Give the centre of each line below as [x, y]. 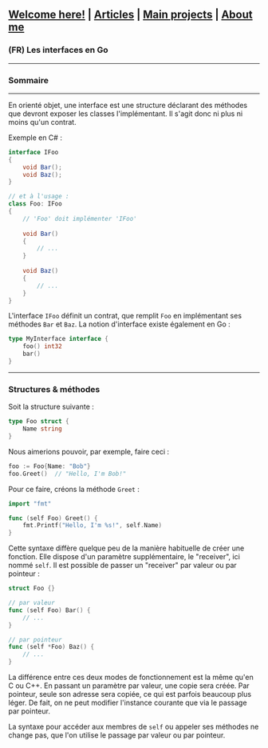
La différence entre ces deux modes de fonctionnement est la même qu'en [131, 678]
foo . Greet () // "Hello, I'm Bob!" [67, 474]
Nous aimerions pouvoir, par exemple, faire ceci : [89, 451]
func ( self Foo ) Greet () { [53, 518]
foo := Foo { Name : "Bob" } [49, 466]
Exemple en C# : [35, 138]
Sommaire [29, 80]
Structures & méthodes [54, 389]
